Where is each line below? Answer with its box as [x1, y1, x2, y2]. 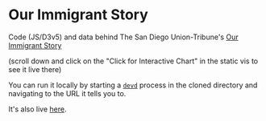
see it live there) [8, 64, 62, 74]
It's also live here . [8, 104, 67, 114]
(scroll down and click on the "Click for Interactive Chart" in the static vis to [8, 56, 259, 66]
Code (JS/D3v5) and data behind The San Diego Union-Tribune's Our [8, 32, 239, 42]
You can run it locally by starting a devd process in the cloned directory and [8, 80, 258, 90]
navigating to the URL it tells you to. [8, 88, 127, 98]
